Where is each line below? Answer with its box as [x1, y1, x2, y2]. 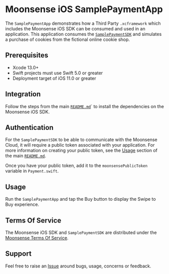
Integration [5, 90, 41, 99]
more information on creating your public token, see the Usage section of [5, 148, 158, 154]
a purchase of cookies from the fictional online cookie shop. [5, 36, 130, 42]
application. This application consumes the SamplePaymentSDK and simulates [5, 31, 162, 37]
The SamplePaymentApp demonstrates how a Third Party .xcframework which [5, 20, 161, 26]
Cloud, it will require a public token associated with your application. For [5, 142, 155, 148]
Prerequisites [5, 51, 48, 60]
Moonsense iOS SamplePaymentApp [5, 4, 163, 15]
